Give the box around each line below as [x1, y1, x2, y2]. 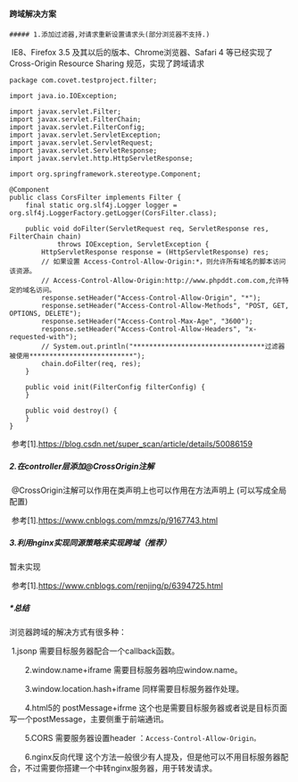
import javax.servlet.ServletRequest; [9, 138, 153, 147]
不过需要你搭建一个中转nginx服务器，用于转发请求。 [24, 763, 218, 774]
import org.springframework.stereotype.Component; [9, 170, 202, 179]
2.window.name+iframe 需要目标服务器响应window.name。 [24, 665, 243, 676]
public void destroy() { [25, 406, 118, 415]
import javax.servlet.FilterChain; [9, 115, 142, 124]
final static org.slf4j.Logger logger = [25, 201, 178, 210]
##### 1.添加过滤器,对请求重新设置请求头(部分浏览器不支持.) [9, 30, 211, 39]
